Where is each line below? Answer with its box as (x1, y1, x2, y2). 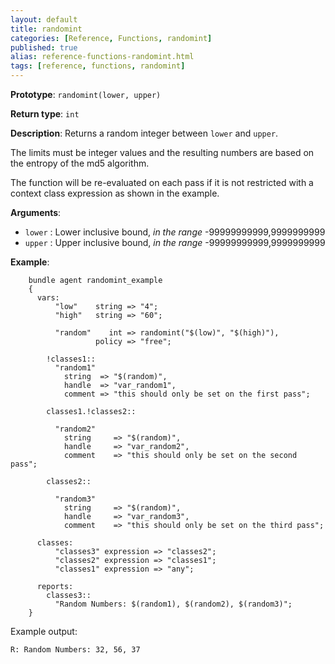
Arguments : (10, 207, 62, 218)
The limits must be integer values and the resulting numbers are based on (10, 147, 315, 158)
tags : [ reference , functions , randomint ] (10, 61, 186, 71)
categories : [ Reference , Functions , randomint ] (10, 33, 213, 43)
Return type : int (10, 108, 80, 120)
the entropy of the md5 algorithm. (10, 157, 150, 169)
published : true (10, 42, 78, 53)
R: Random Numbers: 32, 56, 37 (10, 645, 141, 655)
